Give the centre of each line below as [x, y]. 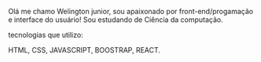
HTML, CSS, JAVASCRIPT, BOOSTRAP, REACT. [85, 50]
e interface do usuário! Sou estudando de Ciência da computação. [116, 20]
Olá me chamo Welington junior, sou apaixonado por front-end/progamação [131, 11]
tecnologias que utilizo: [46, 35]
